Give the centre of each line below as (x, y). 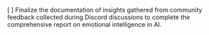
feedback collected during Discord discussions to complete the (99, 17)
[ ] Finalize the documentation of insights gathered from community (105, 10)
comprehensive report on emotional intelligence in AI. (85, 24)
